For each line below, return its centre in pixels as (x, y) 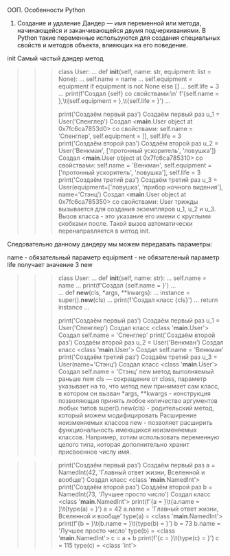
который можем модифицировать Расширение (127, 415)
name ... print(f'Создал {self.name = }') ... (117, 285)
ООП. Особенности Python (46, 10)
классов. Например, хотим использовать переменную (139, 437)
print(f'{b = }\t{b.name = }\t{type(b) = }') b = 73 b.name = (139, 523)
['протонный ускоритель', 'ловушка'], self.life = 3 (129, 172)
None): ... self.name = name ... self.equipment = (126, 79)
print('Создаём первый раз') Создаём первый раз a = (137, 465)
